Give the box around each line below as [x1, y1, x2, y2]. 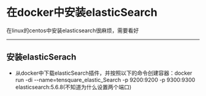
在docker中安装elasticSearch [6, 5, 158, 19]
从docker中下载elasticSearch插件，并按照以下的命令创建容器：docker [15, 69, 193, 77]
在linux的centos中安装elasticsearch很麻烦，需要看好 [6, 27, 139, 34]
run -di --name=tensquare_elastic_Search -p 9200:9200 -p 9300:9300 [15, 76, 196, 83]
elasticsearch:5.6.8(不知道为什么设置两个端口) [15, 83, 132, 91]
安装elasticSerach [6, 52, 77, 63]
